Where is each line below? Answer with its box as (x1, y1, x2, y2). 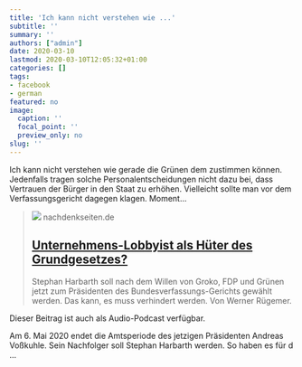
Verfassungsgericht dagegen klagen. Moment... (9, 193, 187, 203)
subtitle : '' (9, 22, 59, 31)
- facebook (9, 80, 51, 89)
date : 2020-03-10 (9, 47, 75, 56)
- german (9, 89, 42, 98)
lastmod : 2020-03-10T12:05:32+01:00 (9, 55, 147, 64)
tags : (9, 72, 30, 81)
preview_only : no (17, 131, 83, 140)
